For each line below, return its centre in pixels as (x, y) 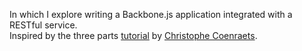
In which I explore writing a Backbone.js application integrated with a (151, 14)
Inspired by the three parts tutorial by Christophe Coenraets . (133, 35)
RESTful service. (43, 25)
